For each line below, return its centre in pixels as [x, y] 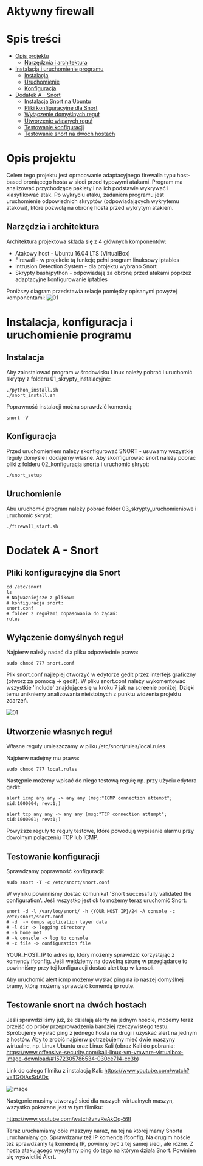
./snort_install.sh [31, 395]
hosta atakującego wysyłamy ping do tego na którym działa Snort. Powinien [101, 1150]
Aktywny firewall [50, 11]
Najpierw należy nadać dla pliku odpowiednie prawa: [72, 652]
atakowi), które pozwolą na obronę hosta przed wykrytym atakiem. [90, 208]
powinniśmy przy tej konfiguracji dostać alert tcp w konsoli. [81, 967]
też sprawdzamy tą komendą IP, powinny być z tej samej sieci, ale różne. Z [100, 1143]
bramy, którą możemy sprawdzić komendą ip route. [71, 985]
